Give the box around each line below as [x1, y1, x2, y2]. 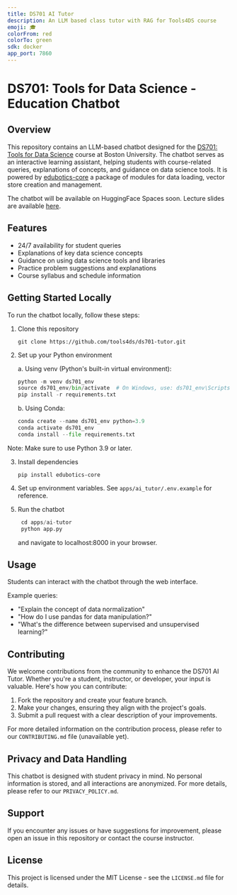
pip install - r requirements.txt [17, 391, 117, 398]
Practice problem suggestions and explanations [17, 263, 157, 272]
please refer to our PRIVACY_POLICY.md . [7, 786, 119, 795]
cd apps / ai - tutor [21, 519, 72, 526]
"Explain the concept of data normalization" [17, 605, 145, 614]
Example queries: [7, 591, 58, 600]
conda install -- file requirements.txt [17, 431, 136, 438]
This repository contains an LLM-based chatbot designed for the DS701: [7, 143, 218, 151]
